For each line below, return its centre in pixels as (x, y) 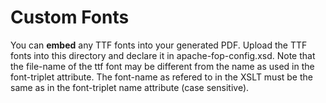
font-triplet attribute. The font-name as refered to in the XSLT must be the (161, 77)
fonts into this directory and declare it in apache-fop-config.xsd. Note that (163, 55)
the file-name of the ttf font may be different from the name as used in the (162, 66)
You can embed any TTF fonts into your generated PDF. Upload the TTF (159, 45)
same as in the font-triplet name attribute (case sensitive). (130, 87)
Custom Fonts (70, 17)
